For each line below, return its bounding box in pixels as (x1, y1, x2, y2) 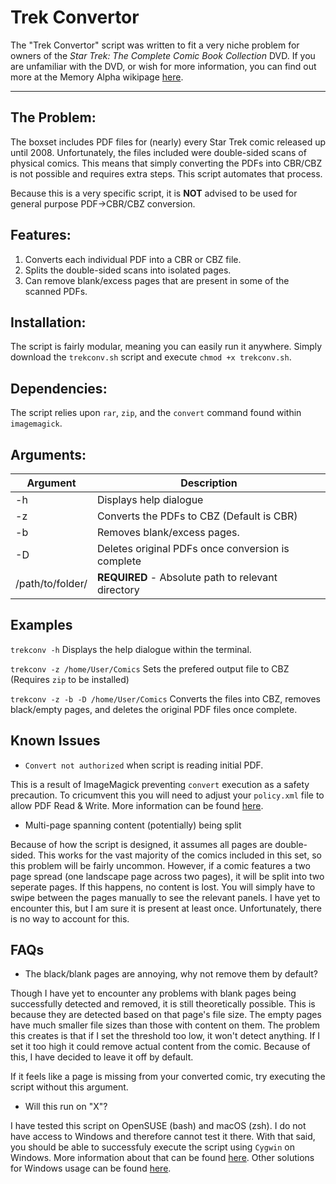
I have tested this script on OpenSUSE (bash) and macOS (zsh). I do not (10, 1120, 307, 1132)
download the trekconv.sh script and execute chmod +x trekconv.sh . (10, 351, 292, 363)
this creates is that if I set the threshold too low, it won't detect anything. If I (10, 1030, 321, 1042)
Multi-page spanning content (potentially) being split (24, 819, 242, 831)
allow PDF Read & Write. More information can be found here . (10, 799, 264, 811)
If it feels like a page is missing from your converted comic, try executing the (10, 1071, 326, 1083)
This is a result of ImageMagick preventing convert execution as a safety (10, 778, 310, 790)
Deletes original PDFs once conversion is (96, 542, 290, 555)
